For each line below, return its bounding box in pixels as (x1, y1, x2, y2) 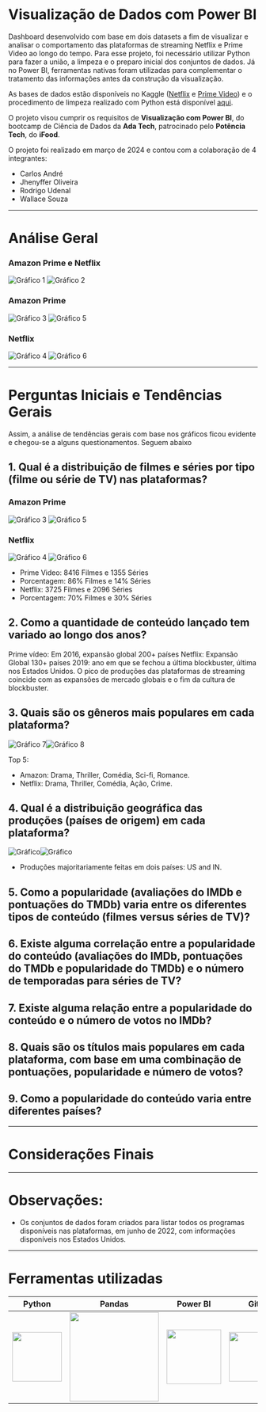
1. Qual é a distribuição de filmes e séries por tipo (8, 461, 256, 474)
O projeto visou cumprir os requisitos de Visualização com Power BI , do (8, 112, 245, 122)
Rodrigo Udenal (19, 185, 71, 195)
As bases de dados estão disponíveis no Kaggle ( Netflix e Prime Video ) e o (8, 89, 253, 98)
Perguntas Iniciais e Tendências (8, 386, 222, 405)
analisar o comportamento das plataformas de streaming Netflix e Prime (8, 40, 243, 49)
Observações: (8, 1191, 104, 1209)
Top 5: (8, 755, 29, 764)
